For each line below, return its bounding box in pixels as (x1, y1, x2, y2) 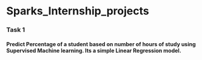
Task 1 (6, 26, 25, 34)
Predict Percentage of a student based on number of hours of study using (6, 40, 196, 47)
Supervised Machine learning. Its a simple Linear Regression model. (6, 47, 182, 54)
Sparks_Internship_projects (6, 4, 150, 18)
